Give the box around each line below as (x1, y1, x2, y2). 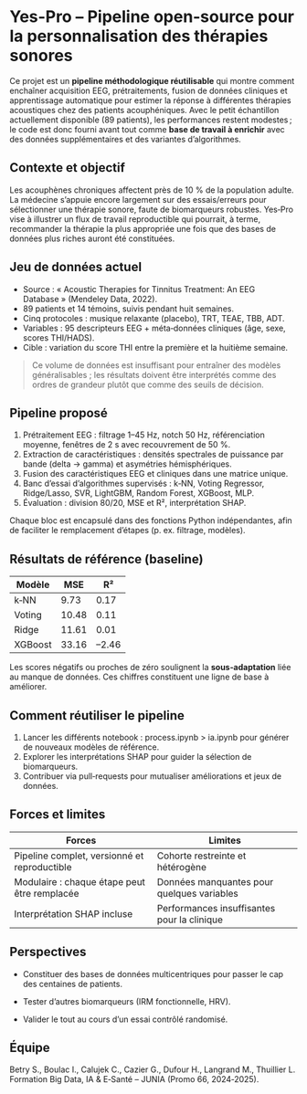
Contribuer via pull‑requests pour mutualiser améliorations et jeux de (22, 771, 282, 782)
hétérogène (156, 860, 207, 873)
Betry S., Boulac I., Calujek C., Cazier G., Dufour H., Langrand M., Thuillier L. (9, 1064, 296, 1075)
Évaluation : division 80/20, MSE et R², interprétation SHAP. (22, 498, 247, 509)
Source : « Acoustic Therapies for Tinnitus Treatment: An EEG (22, 283, 256, 294)
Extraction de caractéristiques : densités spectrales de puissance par (22, 449, 284, 460)
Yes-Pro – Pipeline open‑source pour (9, 6, 295, 27)
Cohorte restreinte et (156, 849, 247, 862)
